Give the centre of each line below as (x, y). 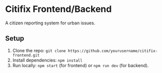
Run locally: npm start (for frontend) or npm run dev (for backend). (80, 65)
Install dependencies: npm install (47, 60)
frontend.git (26, 55)
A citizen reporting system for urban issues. (50, 23)
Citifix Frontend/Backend (58, 9)
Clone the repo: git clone (39, 50)
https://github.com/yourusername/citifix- (113, 51)
